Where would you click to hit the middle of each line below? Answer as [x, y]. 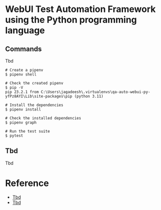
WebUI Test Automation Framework [80, 9]
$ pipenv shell [21, 74]
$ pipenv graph [21, 122]
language [25, 30]
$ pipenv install [23, 109]
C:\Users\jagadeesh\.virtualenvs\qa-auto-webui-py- [95, 92]
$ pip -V [14, 87]
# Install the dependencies [34, 105]
